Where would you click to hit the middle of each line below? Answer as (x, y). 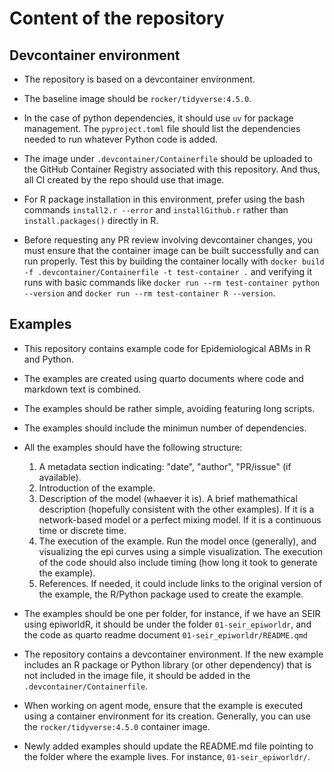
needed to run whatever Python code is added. (121, 139)
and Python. (49, 359)
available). (60, 477)
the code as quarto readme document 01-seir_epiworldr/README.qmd (166, 634)
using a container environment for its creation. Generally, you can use (167, 716)
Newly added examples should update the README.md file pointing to (168, 746)
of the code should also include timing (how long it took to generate (178, 562)
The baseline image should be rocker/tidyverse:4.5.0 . (137, 98)
